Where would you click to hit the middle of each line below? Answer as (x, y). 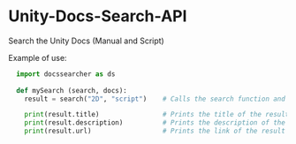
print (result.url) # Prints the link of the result (155, 131)
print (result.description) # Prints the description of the (155, 123)
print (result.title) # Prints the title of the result (157, 115)
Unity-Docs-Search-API (98, 16)
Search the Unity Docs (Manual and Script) (86, 41)
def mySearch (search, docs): (72, 90)
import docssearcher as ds (66, 74)
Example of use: (38, 57)
